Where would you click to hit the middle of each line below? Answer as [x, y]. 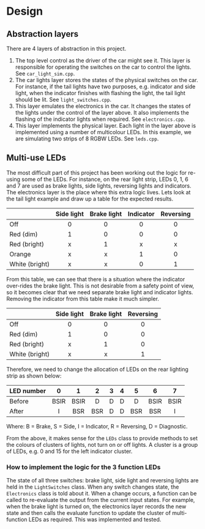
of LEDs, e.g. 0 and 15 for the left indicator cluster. [69, 451]
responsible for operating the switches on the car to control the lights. [103, 67]
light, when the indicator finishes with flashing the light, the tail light [100, 93]
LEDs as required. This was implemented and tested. [95, 520]
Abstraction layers [43, 34]
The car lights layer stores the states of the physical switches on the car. [106, 80]
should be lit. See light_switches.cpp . [63, 100]
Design [25, 11]
